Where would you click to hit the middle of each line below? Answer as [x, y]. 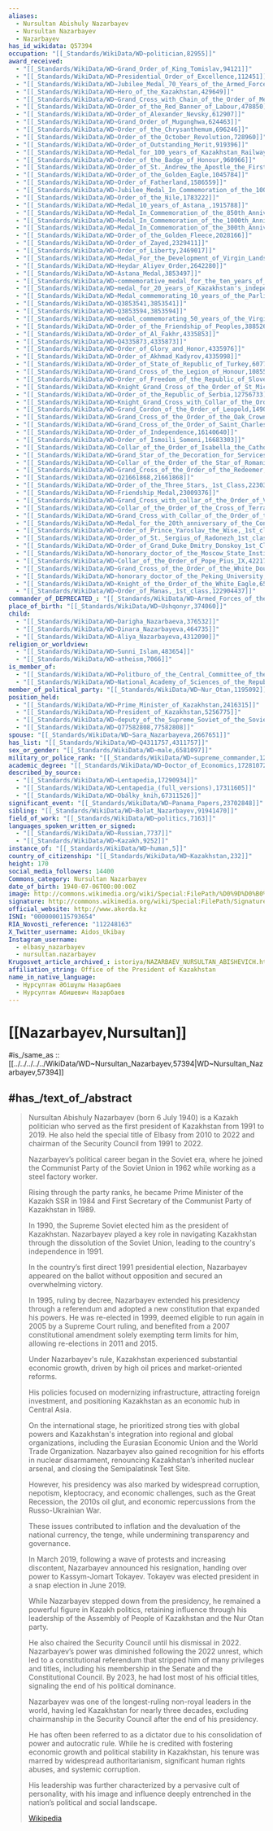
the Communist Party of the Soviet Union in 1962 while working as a [142, 1168]
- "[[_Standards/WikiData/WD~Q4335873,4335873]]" [101, 342]
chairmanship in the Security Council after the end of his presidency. [143, 1719]
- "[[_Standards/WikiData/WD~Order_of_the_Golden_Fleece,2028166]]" [134, 236]
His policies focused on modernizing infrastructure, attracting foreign [144, 1392]
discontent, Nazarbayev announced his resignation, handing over [138, 1568]
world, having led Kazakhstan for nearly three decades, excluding [139, 1711]
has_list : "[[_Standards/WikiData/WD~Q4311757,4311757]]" [108, 742]
